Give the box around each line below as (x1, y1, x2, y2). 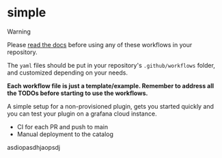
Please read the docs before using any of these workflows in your (7, 40, 193, 49)
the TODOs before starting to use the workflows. (7, 89, 148, 97)
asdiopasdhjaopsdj (7, 143, 60, 151)
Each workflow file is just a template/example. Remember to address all (7, 81, 214, 90)
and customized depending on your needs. (7, 68, 128, 77)
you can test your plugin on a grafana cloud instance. (7, 109, 157, 118)
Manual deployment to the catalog (16, 130, 114, 138)
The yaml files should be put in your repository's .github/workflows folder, (7, 61, 215, 69)
